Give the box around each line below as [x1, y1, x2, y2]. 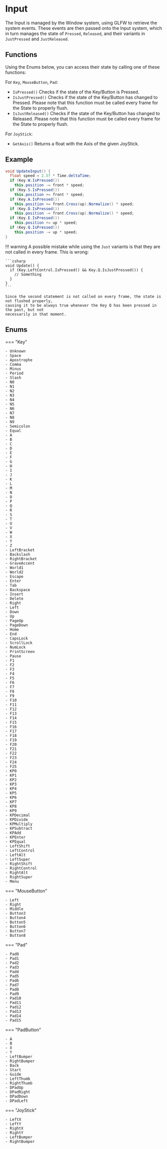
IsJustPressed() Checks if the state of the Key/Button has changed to [12, 94, 158, 100]
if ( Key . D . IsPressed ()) [10, 206, 60, 211]
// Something [14, 272, 42, 277]
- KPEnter [5, 834, 26, 840]
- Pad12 [5, 1005, 22, 1010]
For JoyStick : [5, 131, 33, 137]
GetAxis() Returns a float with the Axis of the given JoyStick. [12, 140, 140, 146]
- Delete [5, 596, 24, 601]
